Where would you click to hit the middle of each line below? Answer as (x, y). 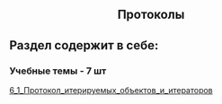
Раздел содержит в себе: (84, 45)
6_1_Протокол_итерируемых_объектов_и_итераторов (111, 91)
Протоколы (151, 15)
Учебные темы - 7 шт (58, 71)
